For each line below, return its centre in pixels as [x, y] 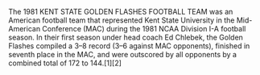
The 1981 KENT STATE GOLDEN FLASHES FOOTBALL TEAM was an [121, 12]
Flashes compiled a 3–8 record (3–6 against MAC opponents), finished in [129, 46]
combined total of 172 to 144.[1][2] [65, 63]
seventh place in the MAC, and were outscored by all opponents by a [123, 54]
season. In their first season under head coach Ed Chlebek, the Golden [126, 37]
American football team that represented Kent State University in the [122, 20]
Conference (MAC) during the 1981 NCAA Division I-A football [144, 29]
